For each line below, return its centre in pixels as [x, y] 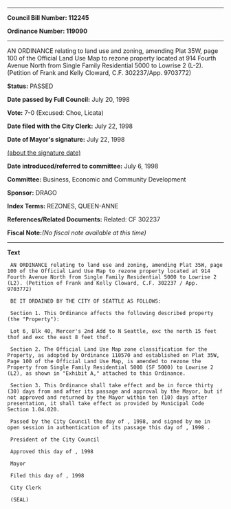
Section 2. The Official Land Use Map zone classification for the [109, 349]
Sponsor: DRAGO [32, 193]
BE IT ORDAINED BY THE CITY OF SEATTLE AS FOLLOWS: [86, 301]
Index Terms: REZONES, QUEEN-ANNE [63, 206]
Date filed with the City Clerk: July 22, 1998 [70, 126]
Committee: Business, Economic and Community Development [97, 179]
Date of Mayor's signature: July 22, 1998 [66, 139]
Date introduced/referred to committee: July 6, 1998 [83, 166]
